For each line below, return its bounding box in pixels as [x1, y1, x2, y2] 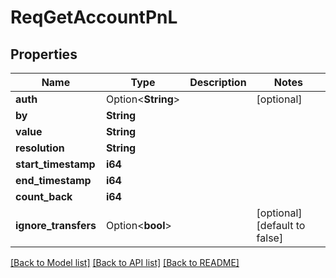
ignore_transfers [15, 219, 97, 232]
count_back [15, 190, 73, 203]
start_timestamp [15, 157, 96, 171]
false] [256, 231, 284, 245]
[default [256, 219, 294, 232]
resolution [15, 141, 65, 155]
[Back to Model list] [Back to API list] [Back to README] [10, 257, 240, 268]
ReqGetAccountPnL [10, 6, 178, 29]
